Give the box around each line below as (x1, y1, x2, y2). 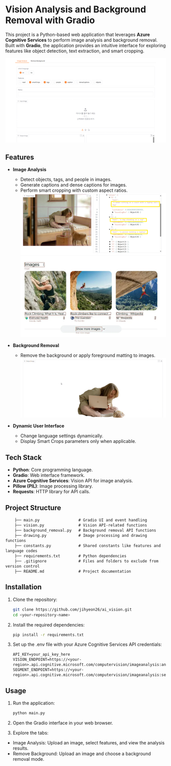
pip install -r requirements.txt (12, 632, 84, 637)
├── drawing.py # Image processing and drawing (14, 533, 147, 538)
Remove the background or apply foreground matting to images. (20, 352, 156, 358)
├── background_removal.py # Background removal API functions (14, 528, 157, 533)
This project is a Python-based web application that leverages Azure (5, 31, 150, 37)
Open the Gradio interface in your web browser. (12, 720, 113, 726)
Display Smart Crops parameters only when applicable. (20, 438, 136, 445)
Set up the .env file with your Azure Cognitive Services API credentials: (12, 641, 162, 648)
